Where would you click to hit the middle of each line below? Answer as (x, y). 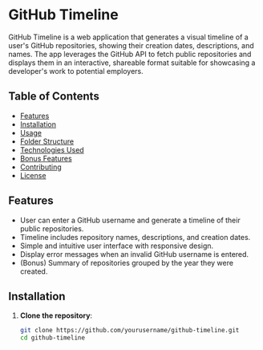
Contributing (40, 167)
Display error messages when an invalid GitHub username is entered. (134, 254)
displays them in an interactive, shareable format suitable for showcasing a (132, 63)
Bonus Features (46, 158)
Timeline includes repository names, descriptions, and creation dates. (135, 237)
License (33, 175)
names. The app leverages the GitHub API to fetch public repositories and (130, 54)
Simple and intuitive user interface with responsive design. (117, 246)
